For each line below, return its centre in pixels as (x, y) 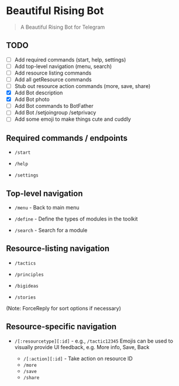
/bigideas (27, 286)
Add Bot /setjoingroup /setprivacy (55, 113)
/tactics (25, 263)
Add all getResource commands (53, 79)
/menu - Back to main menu (47, 207)
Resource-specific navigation (61, 327)
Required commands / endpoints (67, 138)
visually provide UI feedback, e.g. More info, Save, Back (82, 347)
